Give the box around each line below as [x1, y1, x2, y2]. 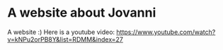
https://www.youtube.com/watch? [116, 28, 216, 36]
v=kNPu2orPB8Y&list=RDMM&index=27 [7, 35, 124, 43]
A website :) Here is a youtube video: [7, 28, 115, 36]
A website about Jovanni [7, 5, 156, 21]
